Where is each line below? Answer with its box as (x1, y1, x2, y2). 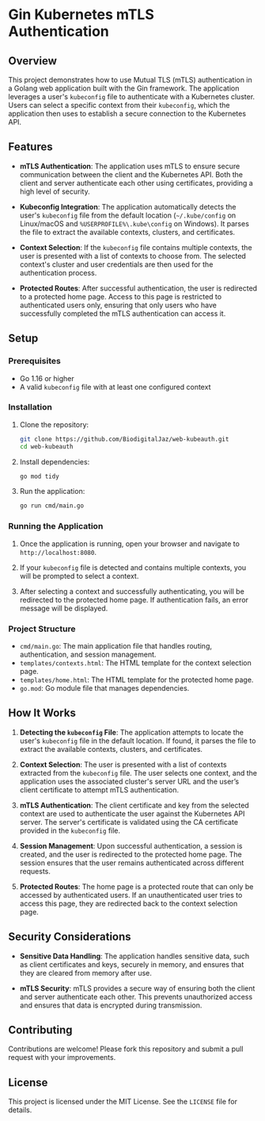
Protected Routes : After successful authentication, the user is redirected (19, 283, 258, 293)
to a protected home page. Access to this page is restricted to (19, 291, 222, 301)
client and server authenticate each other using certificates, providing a (19, 178, 253, 187)
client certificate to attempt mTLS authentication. (19, 784, 180, 795)
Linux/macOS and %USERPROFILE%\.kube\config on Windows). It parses (19, 218, 249, 228)
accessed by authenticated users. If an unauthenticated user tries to (19, 890, 243, 899)
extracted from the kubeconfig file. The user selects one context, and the (19, 768, 257, 777)
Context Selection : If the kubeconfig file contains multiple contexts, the (19, 242, 252, 252)
